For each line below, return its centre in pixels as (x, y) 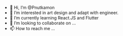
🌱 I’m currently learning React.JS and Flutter (54, 18)
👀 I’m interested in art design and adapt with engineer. (64, 13)
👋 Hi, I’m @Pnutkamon (32, 8)
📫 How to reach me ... (32, 28)
